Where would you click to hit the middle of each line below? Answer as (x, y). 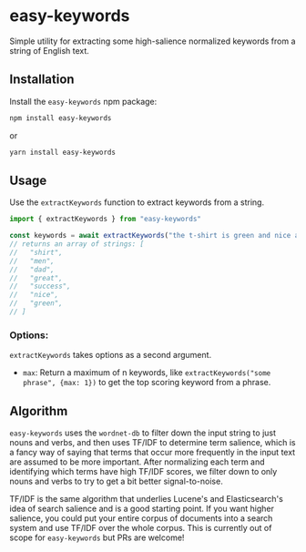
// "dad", (32, 270)
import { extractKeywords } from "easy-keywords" (106, 220)
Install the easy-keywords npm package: (83, 101)
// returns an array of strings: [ (77, 244)
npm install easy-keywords (61, 118)
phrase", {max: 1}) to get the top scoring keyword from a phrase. (147, 383)
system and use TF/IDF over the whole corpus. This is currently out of (141, 528)
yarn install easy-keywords (63, 152)
